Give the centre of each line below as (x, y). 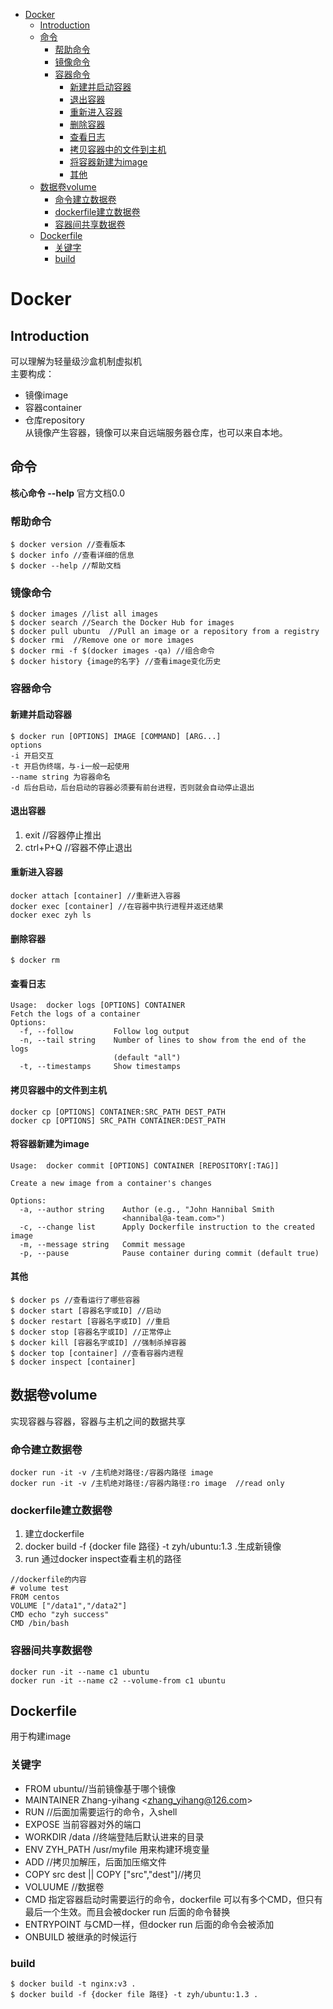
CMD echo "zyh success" (60, 1615)
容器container (53, 407)
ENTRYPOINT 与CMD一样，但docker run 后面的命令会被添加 (149, 1924)
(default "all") (147, 1058)
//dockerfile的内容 (48, 1580)
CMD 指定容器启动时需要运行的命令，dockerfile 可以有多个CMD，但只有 (173, 1899)
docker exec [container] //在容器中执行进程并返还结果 (117, 906)
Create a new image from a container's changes (111, 1183)
